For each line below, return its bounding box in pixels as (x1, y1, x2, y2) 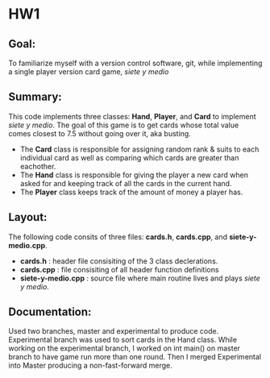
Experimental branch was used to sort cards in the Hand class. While (8, 335, 238, 345)
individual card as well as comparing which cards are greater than (19, 152, 239, 162)
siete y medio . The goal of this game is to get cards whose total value (8, 120, 239, 130)
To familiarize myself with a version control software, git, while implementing (8, 58, 263, 68)
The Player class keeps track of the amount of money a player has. (19, 187, 243, 197)
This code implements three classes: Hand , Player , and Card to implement (8, 111, 256, 121)
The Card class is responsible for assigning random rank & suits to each (19, 144, 260, 154)
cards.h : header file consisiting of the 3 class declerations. (19, 255, 218, 266)
